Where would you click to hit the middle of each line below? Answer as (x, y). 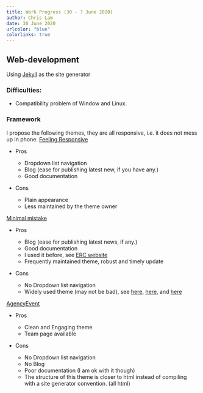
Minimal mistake (27, 218)
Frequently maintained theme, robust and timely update (94, 261)
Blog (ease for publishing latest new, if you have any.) (91, 170)
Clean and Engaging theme (58, 327)
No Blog (34, 364)
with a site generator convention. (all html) (77, 383)
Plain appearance (46, 200)
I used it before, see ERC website (66, 255)
